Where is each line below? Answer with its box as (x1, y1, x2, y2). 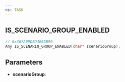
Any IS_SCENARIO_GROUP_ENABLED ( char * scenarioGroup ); (5, 44, 121, 49)
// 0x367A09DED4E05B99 (5, 39, 53, 44)
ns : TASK (5, 7, 24, 13)
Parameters (5, 58, 43, 66)
